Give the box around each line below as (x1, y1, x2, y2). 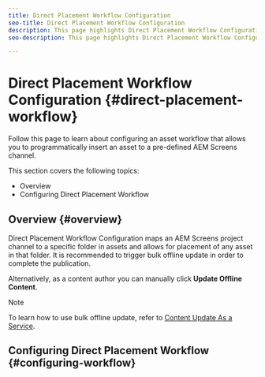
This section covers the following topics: (8, 166, 140, 176)
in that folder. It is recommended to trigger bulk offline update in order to (8, 250, 244, 259)
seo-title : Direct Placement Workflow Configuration (8, 19, 185, 27)
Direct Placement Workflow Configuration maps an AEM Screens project (8, 233, 244, 243)
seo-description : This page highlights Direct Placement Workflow (8, 33, 231, 42)
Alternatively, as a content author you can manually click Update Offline (8, 274, 243, 283)
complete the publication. (8, 259, 91, 268)
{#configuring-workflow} (8, 356, 136, 370)
